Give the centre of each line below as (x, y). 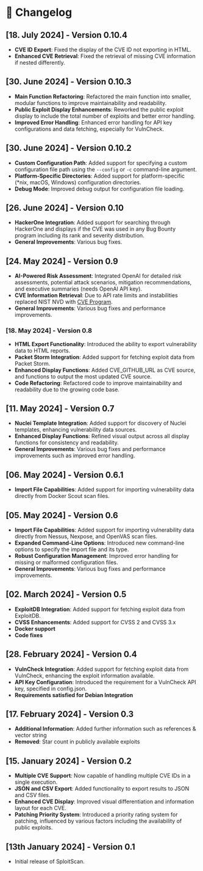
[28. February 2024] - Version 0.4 (72, 655)
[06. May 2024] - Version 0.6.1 (65, 475)
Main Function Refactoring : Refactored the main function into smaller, (103, 96)
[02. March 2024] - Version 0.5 (66, 595)
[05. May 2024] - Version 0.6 (62, 515)
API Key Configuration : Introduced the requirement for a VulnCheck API (105, 682)
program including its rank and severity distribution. (79, 236)
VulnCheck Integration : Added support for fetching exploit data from (101, 669)
